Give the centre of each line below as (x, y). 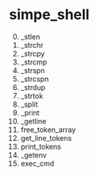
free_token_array (48, 130)
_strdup (33, 87)
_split (29, 104)
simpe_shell (49, 15)
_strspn (33, 70)
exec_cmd (37, 163)
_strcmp (34, 62)
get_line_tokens (46, 138)
